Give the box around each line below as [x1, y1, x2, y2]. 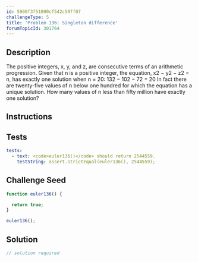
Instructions [6, 112, 52, 122]
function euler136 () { [6, 191, 62, 197]
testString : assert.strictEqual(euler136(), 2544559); [17, 159, 156, 165]
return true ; [11, 201, 44, 208]
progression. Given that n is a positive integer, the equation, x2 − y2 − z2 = [6, 70, 189, 77]
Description [6, 47, 51, 57]
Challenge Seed [6, 175, 67, 185]
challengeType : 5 [6, 14, 49, 20]
